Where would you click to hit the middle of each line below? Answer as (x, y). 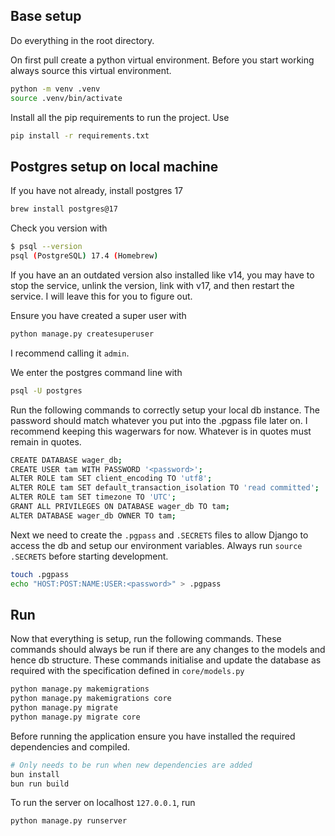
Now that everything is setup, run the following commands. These (146, 639)
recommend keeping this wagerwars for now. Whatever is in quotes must (161, 431)
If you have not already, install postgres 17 (97, 191)
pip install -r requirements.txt (80, 135)
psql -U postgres (46, 390)
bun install (35, 774)
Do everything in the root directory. (82, 40)
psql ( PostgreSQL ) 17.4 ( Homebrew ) (84, 256)
